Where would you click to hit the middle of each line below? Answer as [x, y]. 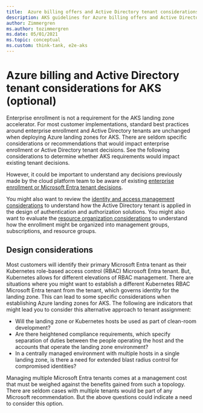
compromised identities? [46, 366]
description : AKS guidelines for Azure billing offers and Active [92, 18]
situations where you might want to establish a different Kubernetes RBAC [98, 284]
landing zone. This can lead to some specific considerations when [89, 296]
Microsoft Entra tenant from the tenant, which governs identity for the [93, 290]
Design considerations [50, 250]
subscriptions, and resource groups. [51, 231]
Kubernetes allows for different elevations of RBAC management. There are [100, 277]
